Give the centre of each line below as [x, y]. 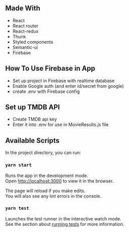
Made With [23, 8]
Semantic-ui [25, 47]
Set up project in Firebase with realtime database [63, 81]
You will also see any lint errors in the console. [53, 196]
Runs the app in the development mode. [47, 176]
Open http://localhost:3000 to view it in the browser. [59, 181]
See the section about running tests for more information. [65, 224]
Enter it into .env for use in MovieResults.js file [60, 125]
